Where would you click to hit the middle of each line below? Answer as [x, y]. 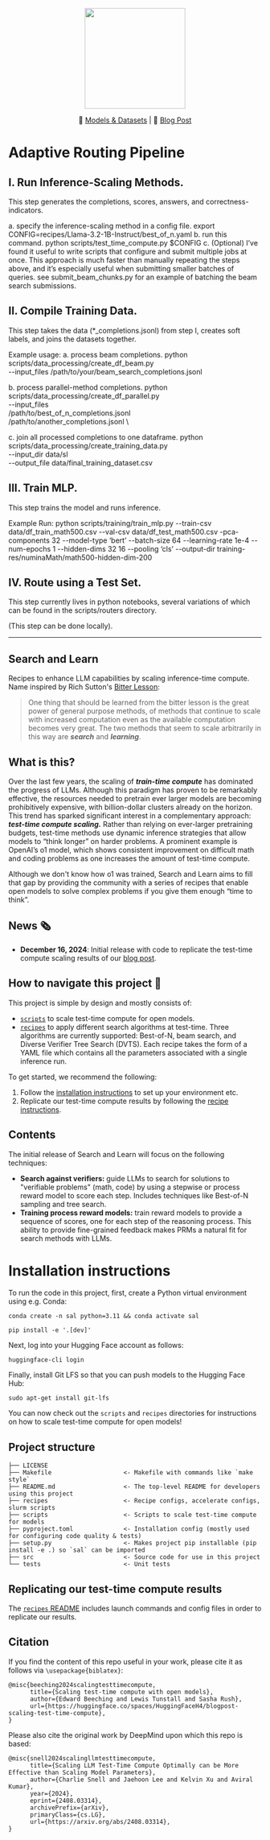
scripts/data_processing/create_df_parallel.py [84, 395]
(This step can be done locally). [61, 626]
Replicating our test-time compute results [115, 1589]
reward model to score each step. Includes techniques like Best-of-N [134, 1195]
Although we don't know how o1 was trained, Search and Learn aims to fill [131, 875]
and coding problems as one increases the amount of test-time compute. [129, 858]
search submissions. [42, 285]
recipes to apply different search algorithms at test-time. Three [124, 1027]
